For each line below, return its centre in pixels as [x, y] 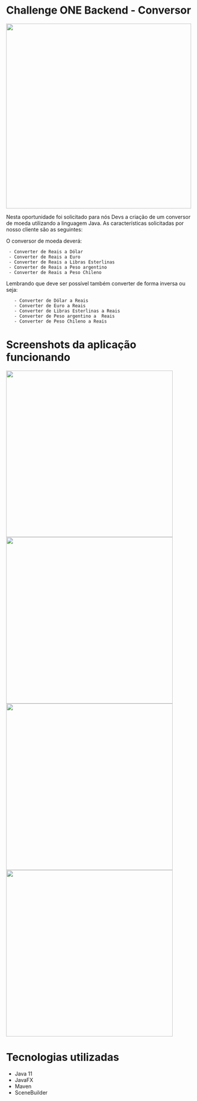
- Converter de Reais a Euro [45, 257]
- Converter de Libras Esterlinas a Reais [67, 311]
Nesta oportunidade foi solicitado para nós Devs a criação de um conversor [98, 217]
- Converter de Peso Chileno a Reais [61, 321]
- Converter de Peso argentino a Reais [64, 316]
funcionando [38, 357]
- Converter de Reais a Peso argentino [58, 267]
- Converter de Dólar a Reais [51, 300]
